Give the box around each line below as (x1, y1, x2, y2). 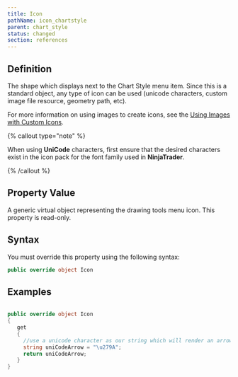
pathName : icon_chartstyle (7, 17, 87, 24)
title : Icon (7, 10, 42, 18)
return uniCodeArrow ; (23, 350, 87, 357)
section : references (7, 37, 69, 44)
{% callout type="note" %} (7, 132, 86, 140)
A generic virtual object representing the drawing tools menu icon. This (7, 206, 215, 214)
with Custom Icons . (7, 117, 64, 126)
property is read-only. (7, 213, 72, 221)
